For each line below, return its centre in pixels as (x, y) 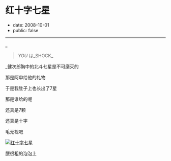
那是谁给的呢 (19, 99)
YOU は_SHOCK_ (35, 55)
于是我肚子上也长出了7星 (31, 88)
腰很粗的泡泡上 (21, 153)
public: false (25, 30)
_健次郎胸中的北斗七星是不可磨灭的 (42, 66)
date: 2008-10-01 (31, 25)
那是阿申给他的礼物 (25, 77)
